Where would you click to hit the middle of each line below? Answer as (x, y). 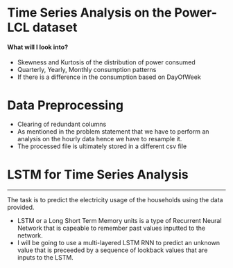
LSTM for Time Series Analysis (98, 174)
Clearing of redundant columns (62, 124)
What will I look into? (37, 47)
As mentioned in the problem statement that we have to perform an (113, 132)
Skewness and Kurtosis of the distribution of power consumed (106, 62)
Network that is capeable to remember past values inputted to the (111, 228)
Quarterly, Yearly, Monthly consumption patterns (87, 70)
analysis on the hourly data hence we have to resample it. (100, 139)
